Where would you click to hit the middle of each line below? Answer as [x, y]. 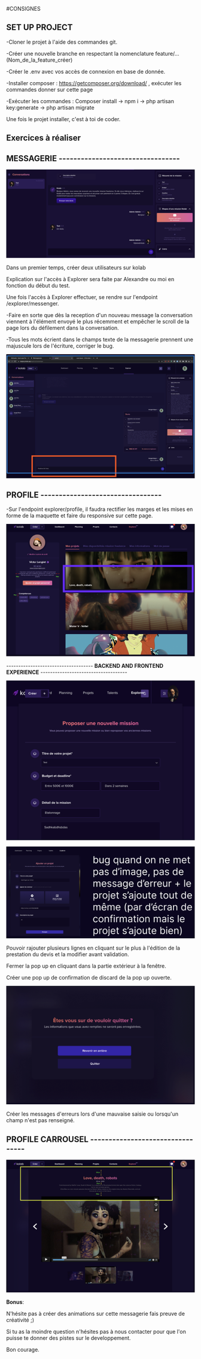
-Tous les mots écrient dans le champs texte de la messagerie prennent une [100, 340]
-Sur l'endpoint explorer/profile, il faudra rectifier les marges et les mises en [100, 510]
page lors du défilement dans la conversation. [63, 328]
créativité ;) [20, 1320]
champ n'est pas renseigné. [40, 1120]
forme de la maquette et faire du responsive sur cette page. [80, 516]
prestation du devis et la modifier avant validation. [68, 954]
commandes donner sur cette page [50, 89]
